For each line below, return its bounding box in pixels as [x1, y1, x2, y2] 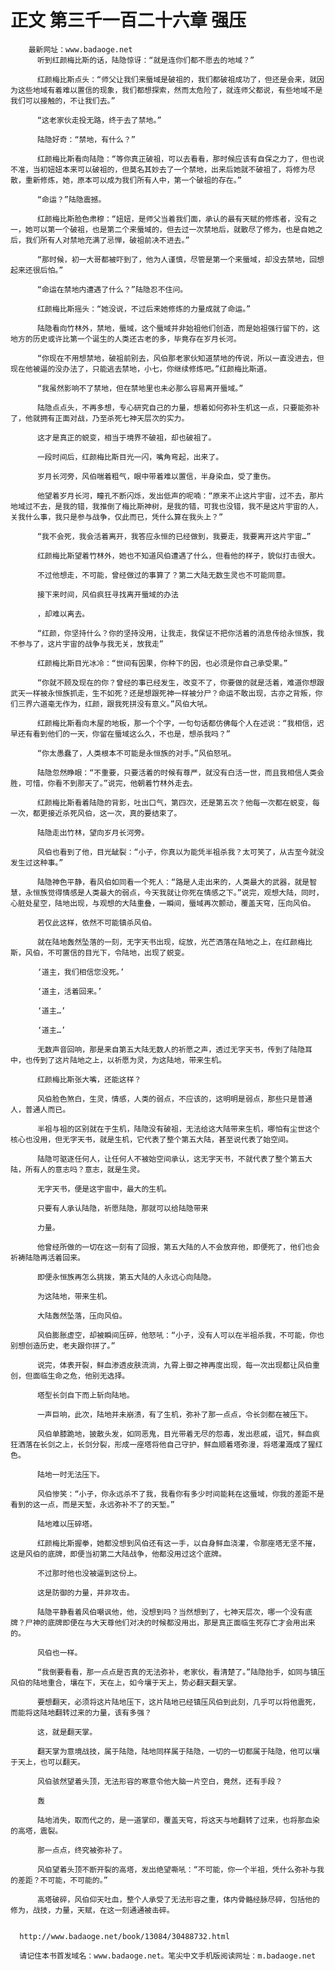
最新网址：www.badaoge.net [28, 44, 133, 55]
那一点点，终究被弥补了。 [36, 1845, 127, 1855]
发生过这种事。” [10, 857, 64, 868]
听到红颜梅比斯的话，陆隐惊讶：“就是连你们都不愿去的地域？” [36, 55, 255, 65]
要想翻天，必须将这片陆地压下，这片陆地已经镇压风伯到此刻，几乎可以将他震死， [36, 1697, 320, 1707]
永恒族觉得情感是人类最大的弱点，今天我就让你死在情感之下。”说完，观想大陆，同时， [24, 887, 324, 898]
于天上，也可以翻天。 [10, 1757, 85, 1767]
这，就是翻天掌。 [36, 1727, 98, 1737]
